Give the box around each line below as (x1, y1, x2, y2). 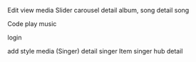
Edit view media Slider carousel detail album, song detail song (7, 6, 190, 14)
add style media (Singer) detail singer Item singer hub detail (7, 47, 183, 55)
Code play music (7, 20, 57, 27)
